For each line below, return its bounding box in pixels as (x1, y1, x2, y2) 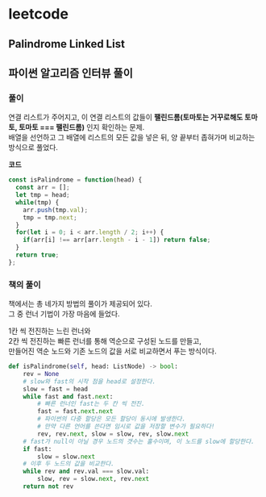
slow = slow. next (37, 453, 95, 461)
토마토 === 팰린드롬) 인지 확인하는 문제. (19, 123, 145, 132)
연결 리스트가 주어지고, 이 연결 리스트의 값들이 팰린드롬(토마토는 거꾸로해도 (8, 112, 243, 122)
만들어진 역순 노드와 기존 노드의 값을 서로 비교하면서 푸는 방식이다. (8, 346, 217, 356)
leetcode (8, 5, 69, 23)
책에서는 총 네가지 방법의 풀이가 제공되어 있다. (8, 299, 153, 309)
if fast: (23, 445, 52, 453)
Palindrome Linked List (8, 37, 125, 51)
